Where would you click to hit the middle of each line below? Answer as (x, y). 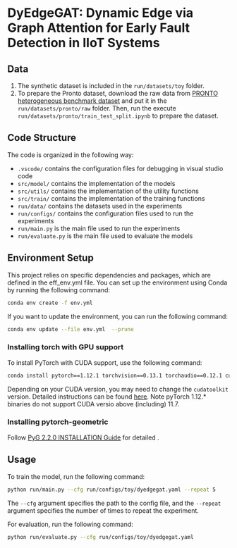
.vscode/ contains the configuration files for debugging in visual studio (120, 168)
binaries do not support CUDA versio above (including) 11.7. (93, 404)
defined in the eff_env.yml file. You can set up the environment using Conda (117, 282)
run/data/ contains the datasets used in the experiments (100, 206)
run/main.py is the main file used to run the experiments (99, 228)
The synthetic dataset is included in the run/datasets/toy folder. (111, 86)
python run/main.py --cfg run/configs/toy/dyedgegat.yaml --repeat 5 (112, 490)
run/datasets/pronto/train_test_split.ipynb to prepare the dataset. (118, 116)
